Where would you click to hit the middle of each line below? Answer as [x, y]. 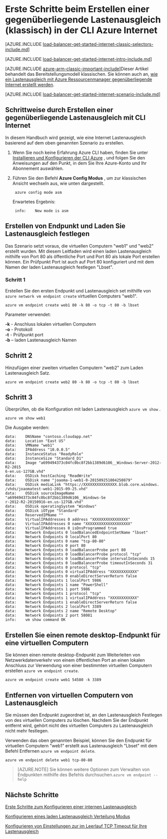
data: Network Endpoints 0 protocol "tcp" [53, 567]
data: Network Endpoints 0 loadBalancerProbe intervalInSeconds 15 [80, 559]
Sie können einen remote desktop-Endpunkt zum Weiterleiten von [73, 655]
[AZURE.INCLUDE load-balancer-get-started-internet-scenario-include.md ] [83, 94]
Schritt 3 [19, 397]
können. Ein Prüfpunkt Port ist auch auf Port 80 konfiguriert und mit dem [80, 262]
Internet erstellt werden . [30, 84]
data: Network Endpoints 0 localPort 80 [51, 537]
